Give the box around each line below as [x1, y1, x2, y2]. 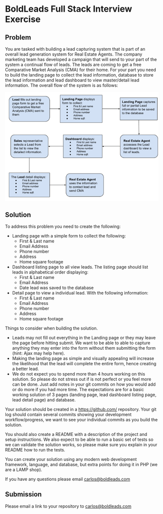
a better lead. [12, 366, 39, 372]
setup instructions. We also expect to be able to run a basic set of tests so [5, 436, 154, 442]
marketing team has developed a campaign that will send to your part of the [5, 57, 157, 62]
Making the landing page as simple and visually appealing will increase [12, 356, 154, 361]
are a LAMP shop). [5, 467, 42, 473]
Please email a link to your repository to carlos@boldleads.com [5, 503, 131, 509]
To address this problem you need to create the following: [5, 223, 121, 229]
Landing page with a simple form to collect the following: [12, 233, 126, 238]
